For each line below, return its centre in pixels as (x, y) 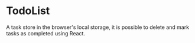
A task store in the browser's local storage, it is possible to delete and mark (98, 27)
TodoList (28, 11)
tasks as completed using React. (46, 33)
